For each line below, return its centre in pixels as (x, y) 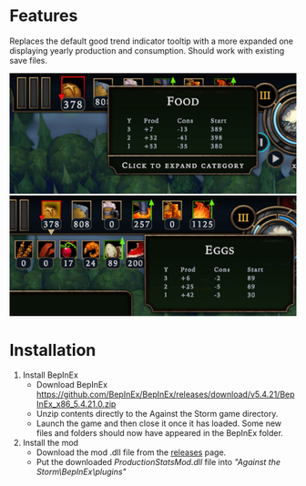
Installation (53, 350)
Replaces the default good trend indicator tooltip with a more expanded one (152, 41)
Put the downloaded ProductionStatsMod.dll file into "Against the (158, 462)
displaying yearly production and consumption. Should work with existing (147, 50)
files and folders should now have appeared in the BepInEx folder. (160, 433)
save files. (29, 60)
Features (44, 16)
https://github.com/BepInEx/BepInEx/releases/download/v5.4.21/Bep (165, 395)
